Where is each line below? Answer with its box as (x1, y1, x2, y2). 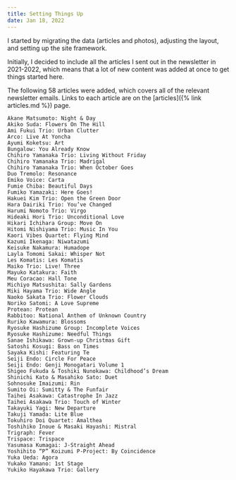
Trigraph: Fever (7, 429, 55, 436)
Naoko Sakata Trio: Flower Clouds (7, 293, 109, 300)
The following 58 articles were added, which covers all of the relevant (7, 86, 210, 94)
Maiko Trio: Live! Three (7, 262, 80, 270)
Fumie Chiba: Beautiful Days (7, 183, 93, 190)
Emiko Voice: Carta (7, 176, 65, 183)
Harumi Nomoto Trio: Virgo (7, 207, 87, 214)
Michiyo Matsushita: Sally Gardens (7, 281, 112, 288)
